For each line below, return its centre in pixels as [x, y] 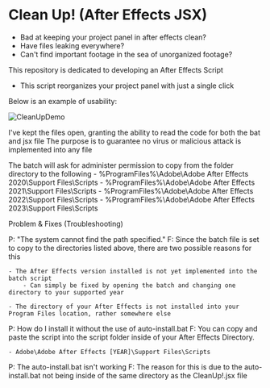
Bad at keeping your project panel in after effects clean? [113, 37]
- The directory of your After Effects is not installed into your [124, 307]
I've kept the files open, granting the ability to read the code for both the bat [134, 132]
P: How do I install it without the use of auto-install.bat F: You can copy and [133, 328]
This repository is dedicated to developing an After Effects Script [116, 69]
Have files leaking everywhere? [72, 45]
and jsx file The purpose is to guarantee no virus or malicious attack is [125, 141]
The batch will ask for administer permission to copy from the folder [121, 165]
